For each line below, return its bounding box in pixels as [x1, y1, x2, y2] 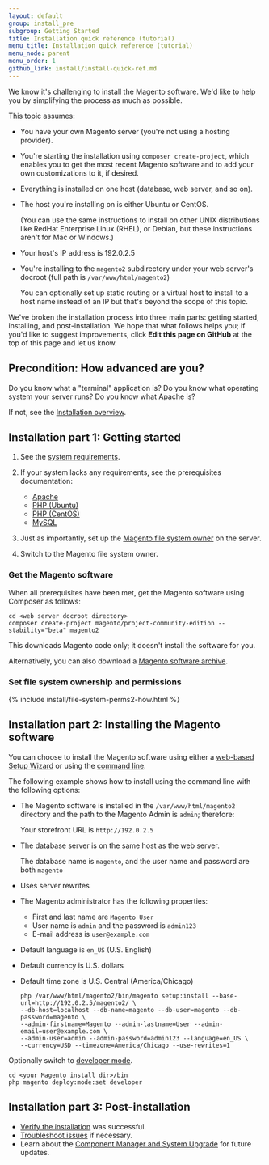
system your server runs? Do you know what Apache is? [8, 392, 196, 401]
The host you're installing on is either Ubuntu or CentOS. [19, 199, 208, 209]
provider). [19, 135, 53, 145]
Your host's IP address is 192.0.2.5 [19, 248, 136, 257]
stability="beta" [8, 626, 67, 634]
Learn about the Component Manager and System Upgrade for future [19, 1138, 252, 1149]
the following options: [8, 785, 81, 794]
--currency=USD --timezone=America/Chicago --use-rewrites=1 [19, 1041, 231, 1049]
